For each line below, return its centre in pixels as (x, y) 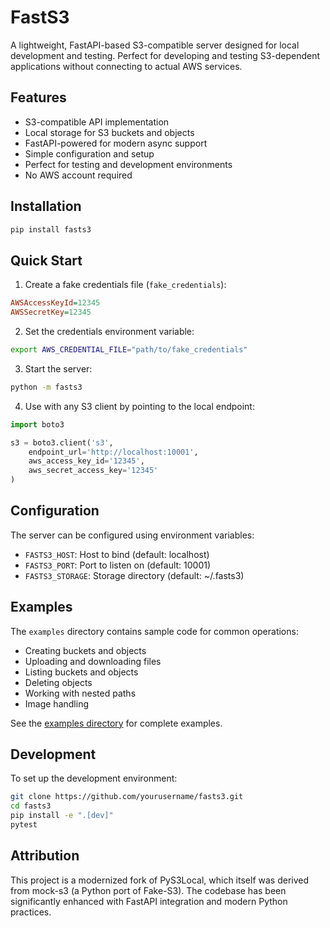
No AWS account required (78, 175)
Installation (46, 206)
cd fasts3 (31, 806)
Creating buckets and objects (85, 650)
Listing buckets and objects (81, 672)
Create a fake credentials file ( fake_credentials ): (125, 285)
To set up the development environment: (94, 778)
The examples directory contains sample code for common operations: (154, 631)
